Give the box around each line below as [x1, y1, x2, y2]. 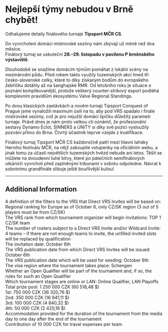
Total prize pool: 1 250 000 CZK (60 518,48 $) [5, 284, 99, 290]
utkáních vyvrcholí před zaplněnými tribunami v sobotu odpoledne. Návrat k [5, 160, 161, 166]
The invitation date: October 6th [5, 241, 71, 247]
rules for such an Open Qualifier [5, 273, 71, 279]
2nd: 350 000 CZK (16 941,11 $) [5, 294, 69, 300]
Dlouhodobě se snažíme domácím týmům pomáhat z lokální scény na [5, 66, 148, 72]
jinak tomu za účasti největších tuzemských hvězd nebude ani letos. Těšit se [5, 150, 162, 156]
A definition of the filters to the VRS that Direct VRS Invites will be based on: [5, 198, 161, 204]
